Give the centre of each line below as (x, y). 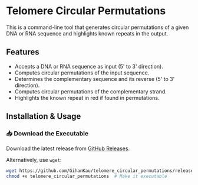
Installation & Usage (44, 116)
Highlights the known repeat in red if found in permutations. (87, 98)
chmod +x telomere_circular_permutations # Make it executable (87, 176)
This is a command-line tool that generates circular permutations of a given (98, 27)
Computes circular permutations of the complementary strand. (90, 91)
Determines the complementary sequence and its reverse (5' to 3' (95, 79)
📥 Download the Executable (47, 134)
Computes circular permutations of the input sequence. (82, 73)
